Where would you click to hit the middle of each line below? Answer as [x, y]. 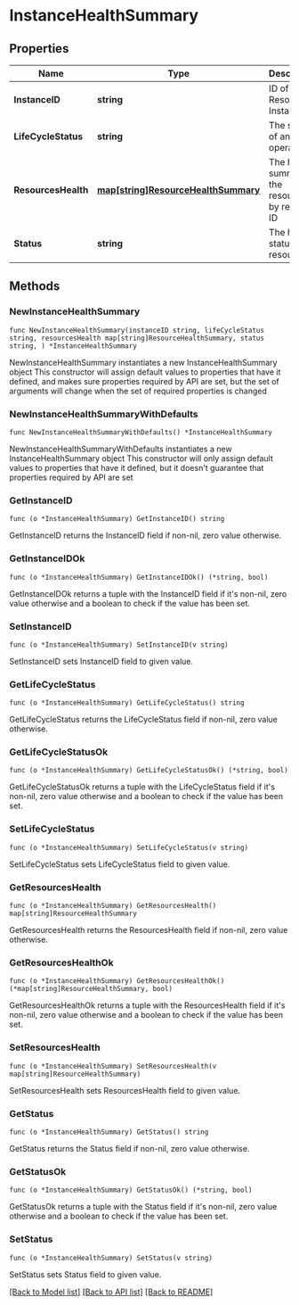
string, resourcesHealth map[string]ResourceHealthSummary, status [137, 338]
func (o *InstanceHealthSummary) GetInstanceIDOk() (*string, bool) [139, 577]
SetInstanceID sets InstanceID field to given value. [101, 661]
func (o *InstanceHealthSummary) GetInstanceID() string [117, 519]
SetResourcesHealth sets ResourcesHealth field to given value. [125, 1090]
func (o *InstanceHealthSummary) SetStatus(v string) [111, 1258]
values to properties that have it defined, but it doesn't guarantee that [137, 467]
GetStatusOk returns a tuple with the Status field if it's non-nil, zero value [143, 1207]
